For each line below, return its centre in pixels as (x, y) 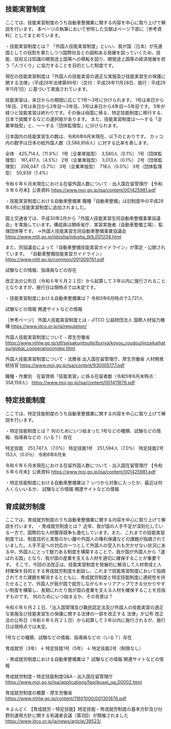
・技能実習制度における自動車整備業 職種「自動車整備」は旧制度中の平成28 (84, 201)
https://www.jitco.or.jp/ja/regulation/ (49, 326)
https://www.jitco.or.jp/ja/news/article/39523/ (53, 721)
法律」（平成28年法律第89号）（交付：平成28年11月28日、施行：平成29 (92, 82)
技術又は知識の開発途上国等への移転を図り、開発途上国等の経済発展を (88, 59)
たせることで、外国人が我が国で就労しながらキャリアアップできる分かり (81, 584)
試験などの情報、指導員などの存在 (41, 270)
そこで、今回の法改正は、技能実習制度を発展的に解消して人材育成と (86, 565)
